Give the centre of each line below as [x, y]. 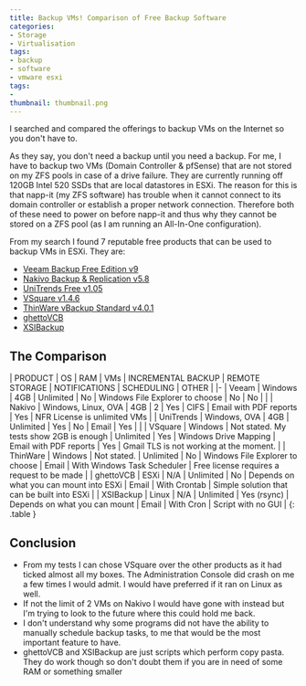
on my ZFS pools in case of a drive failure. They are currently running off [146, 175]
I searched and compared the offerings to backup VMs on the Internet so [147, 129]
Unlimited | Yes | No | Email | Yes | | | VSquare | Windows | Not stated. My [148, 427]
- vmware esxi [37, 78]
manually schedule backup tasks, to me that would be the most [142, 633]
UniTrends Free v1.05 [63, 289]
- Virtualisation [42, 43]
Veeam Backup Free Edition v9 [80, 269]
